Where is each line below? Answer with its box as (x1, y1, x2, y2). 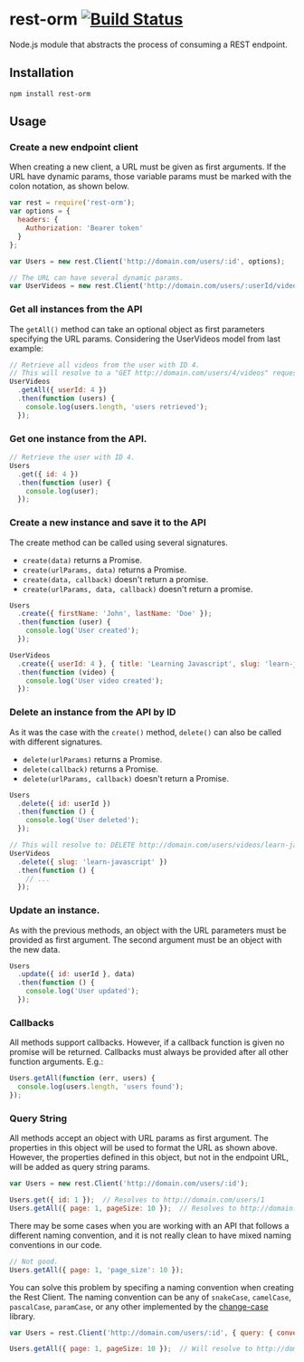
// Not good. (9, 1257, 59, 1266)
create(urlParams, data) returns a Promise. (22, 564, 187, 575)
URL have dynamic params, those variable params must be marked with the (9, 171, 292, 182)
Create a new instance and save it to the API (9, 516, 206, 529)
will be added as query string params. (9, 1162, 151, 1173)
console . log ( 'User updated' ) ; (25, 987, 140, 996)
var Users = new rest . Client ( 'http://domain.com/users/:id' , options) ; (9, 256, 285, 266)
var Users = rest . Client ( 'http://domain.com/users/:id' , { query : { (9, 1328, 273, 1338)
